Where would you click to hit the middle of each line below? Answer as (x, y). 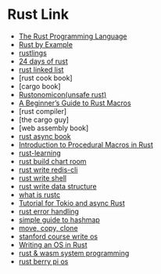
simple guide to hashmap (59, 219)
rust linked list (41, 69)
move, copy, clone (48, 228)
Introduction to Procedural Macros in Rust (86, 144)
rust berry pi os (43, 261)
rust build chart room (52, 161)
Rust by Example (46, 44)
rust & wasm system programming (74, 253)
